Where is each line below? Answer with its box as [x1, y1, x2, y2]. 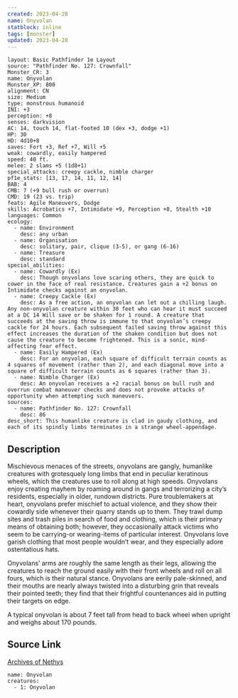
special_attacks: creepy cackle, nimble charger [7, 169, 154, 176]
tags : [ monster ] [7, 30, 55, 38]
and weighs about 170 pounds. [7, 618, 97, 626]
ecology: [7, 218, 33, 226]
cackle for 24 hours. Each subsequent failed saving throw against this [7, 324, 227, 332]
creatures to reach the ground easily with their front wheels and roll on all [7, 566, 222, 575]
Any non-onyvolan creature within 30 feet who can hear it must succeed [7, 305, 227, 313]
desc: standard [20, 255, 65, 263]
